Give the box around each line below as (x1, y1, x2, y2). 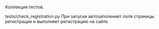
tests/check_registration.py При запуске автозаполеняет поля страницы (5, 14, 155, 19)
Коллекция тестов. (5, 4, 44, 10)
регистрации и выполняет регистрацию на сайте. (5, 19, 109, 24)
